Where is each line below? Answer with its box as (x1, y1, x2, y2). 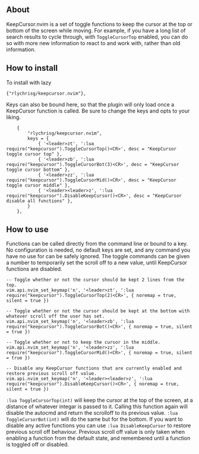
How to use (6, 224, 49, 234)
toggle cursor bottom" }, (6, 167, 70, 173)
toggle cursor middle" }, (6, 182, 70, 188)
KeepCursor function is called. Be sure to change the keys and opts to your (6, 107, 190, 114)
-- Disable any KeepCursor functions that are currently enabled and (6, 365, 182, 371)
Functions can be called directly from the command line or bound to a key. (6, 240, 188, 248)
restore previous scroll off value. (6, 371, 97, 377)
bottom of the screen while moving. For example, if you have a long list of (6, 27, 186, 34)
